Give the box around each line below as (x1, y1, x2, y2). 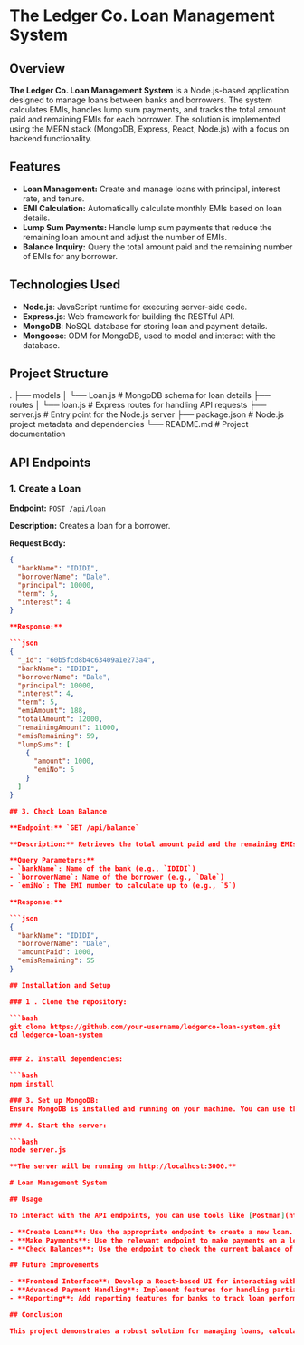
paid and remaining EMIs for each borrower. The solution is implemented (9, 114, 280, 124)
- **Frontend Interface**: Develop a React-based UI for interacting (9, 1277, 278, 1286)
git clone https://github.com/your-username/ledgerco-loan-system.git (9, 1022, 281, 1031)
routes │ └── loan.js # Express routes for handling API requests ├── (9, 400, 267, 411)
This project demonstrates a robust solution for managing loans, (9, 1326, 265, 1336)
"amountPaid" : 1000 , (17, 948, 95, 957)
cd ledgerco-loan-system (9, 1030, 103, 1039)
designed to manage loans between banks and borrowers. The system (9, 94, 273, 105)
